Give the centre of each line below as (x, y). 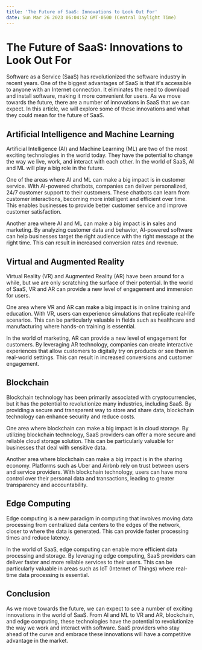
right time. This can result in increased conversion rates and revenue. (93, 243)
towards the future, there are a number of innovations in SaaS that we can (98, 103)
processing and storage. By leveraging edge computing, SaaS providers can (101, 555)
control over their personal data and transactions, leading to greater (90, 478)
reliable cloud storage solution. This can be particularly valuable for (90, 441)
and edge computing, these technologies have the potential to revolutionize (100, 621)
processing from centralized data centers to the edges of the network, (93, 524)
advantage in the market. (37, 640)
